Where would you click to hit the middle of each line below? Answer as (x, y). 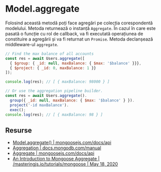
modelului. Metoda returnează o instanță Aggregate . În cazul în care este (80, 28)
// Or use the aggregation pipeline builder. (54, 91)
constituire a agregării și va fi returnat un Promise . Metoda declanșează (79, 39)
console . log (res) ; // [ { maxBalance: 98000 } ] (57, 82)
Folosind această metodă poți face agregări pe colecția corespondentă (79, 23)
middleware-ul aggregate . (32, 44)
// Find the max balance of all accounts (50, 54)
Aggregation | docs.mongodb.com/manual (57, 148)
